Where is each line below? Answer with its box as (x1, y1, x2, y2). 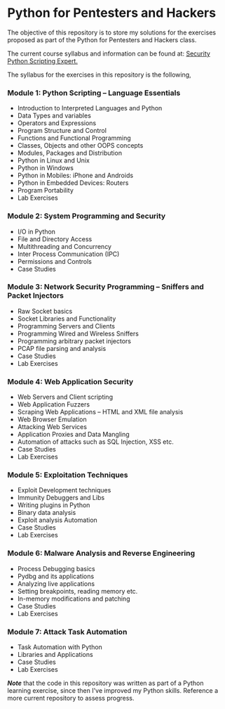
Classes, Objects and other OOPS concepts (17, 141, 144, 150)
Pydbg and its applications (17, 572, 95, 580)
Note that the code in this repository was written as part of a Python (7, 679, 204, 687)
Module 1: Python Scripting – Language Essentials (7, 88, 181, 98)
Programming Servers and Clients (17, 321, 116, 330)
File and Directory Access (17, 234, 93, 243)
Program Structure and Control (17, 127, 107, 135)
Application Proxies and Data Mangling (17, 430, 130, 439)
